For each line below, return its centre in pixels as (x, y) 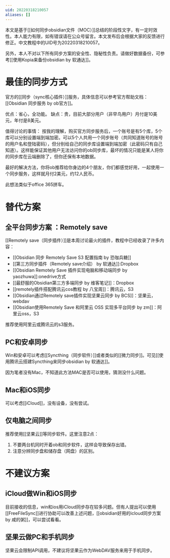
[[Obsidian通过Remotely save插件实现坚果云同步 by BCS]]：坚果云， (84, 296)
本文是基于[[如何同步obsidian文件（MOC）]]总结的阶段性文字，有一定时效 (81, 30)
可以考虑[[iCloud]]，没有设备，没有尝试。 (49, 403)
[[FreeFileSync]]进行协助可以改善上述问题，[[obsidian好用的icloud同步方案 (83, 513)
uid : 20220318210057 (27, 10)
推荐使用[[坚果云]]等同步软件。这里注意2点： (52, 434)
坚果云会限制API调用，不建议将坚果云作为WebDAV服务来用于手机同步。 (80, 550)
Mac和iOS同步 (28, 390)
